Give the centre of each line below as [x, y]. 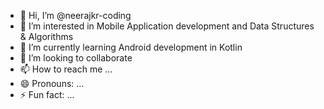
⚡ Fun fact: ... [47, 94]
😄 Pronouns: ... [52, 83]
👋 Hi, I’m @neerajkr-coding [75, 15]
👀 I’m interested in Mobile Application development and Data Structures [167, 26]
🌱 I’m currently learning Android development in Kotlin [131, 47]
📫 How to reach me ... [66, 69]
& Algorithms [46, 36]
